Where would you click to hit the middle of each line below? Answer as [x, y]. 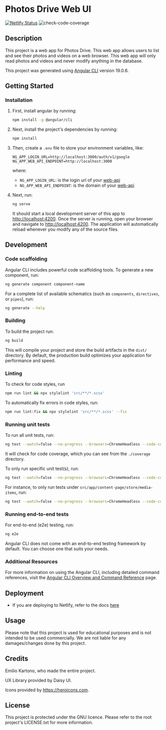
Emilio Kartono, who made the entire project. [50, 671]
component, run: [22, 275]
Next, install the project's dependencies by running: [65, 129]
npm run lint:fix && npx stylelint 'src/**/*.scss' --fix [66, 412]
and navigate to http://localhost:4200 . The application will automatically [85, 224]
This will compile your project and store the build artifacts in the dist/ [76, 350]
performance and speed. [30, 361]
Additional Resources [31, 562]
